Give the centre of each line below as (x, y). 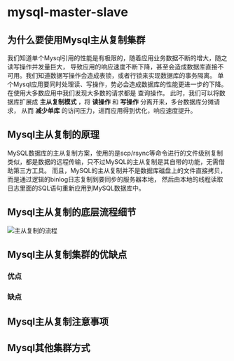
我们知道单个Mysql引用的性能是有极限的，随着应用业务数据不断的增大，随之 (117, 58)
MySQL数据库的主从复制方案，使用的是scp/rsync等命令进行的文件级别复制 (115, 153)
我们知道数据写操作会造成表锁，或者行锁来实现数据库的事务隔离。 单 (125, 75)
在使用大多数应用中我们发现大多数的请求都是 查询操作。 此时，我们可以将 (113, 93)
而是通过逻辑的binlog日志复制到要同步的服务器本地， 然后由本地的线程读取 (115, 179)
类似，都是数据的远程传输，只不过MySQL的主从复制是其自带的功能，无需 (113, 161)
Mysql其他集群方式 (49, 348)
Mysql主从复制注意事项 (58, 322)
